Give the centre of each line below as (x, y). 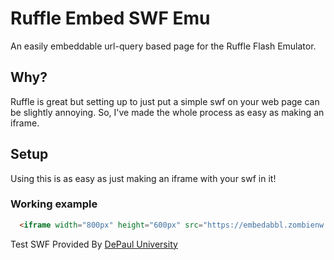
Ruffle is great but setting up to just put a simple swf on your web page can (165, 101)
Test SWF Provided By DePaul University (94, 244)
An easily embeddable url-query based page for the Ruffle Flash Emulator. (163, 46)
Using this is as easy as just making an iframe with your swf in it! (143, 178)
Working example (54, 204)
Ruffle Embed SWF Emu (110, 18)
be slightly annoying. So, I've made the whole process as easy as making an (167, 112)
